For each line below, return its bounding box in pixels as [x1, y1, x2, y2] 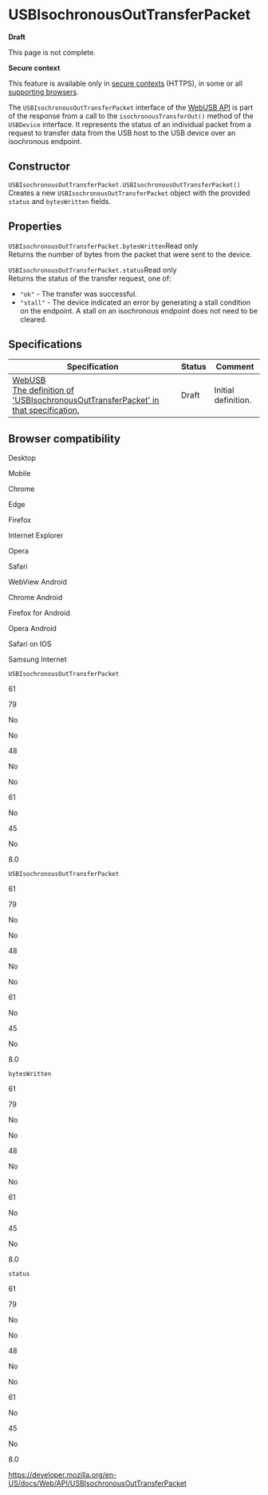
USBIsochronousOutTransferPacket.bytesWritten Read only [8, 241, 199, 250]
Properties [8, 220, 62, 234]
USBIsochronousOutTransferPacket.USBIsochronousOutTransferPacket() [8, 181, 241, 189]
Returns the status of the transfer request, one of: [8, 274, 171, 283]
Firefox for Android [8, 608, 70, 618]
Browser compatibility [8, 432, 121, 446]
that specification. [12, 405, 80, 416]
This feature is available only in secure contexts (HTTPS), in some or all [8, 78, 243, 88]
